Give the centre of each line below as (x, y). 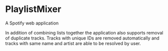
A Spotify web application (32, 23)
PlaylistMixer (33, 9)
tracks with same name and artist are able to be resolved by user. (73, 43)
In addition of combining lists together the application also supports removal (84, 32)
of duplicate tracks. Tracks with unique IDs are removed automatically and (82, 38)
